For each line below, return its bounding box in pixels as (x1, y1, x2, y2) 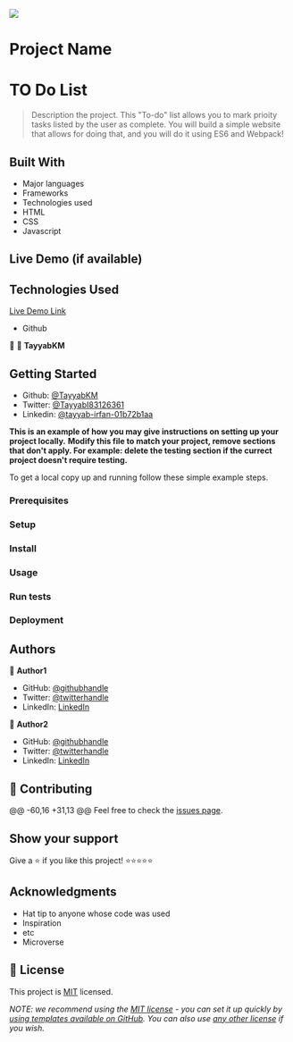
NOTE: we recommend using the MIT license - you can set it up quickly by (9, 1004, 283, 1014)
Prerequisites (9, 494, 69, 507)
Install (9, 542, 38, 554)
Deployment (9, 614, 64, 626)
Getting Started (9, 366, 97, 382)
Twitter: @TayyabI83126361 (21, 399, 125, 410)
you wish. (9, 1022, 45, 1033)
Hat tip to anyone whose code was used (21, 908, 171, 919)
